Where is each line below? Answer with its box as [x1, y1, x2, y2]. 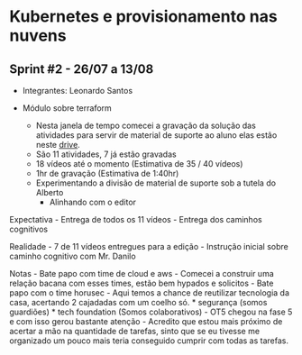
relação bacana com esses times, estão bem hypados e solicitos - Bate [9, 278, 274, 288]
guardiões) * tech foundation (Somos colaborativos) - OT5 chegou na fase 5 [9, 306, 293, 317]
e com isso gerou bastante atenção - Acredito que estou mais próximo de [9, 316, 283, 326]
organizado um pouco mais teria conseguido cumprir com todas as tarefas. [9, 335, 288, 346]
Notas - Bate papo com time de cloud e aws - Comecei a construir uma [9, 269, 275, 278]
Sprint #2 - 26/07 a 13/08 [9, 61, 154, 77]
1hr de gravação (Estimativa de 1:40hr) [35, 168, 179, 178]
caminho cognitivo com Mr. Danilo [9, 250, 137, 261]
